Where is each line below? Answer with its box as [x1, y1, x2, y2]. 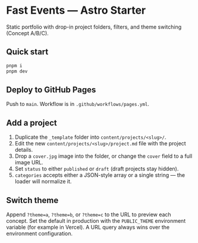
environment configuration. [6, 230, 73, 237]
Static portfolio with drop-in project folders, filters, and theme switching [6, 23, 182, 30]
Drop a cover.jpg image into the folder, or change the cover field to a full [14, 152, 193, 160]
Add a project [6, 117, 58, 128]
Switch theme [6, 195, 59, 205]
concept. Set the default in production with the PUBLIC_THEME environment [6, 217, 186, 224]
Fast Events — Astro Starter [6, 4, 146, 17]
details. [14, 147, 33, 154]
